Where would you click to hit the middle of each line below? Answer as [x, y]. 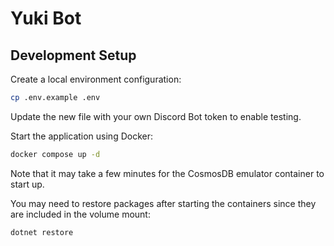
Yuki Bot [46, 18]
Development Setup [73, 55]
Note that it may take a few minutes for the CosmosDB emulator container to [167, 173]
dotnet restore [42, 232]
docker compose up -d [55, 154]
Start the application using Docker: [81, 136]
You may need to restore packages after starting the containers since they [163, 203]
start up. [27, 184]
